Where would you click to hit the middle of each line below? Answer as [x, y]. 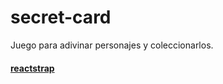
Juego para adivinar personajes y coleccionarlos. [112, 45]
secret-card [61, 17]
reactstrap [32, 68]
